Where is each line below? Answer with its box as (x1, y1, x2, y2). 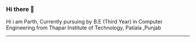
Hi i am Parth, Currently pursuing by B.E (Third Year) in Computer (6, 18, 163, 25)
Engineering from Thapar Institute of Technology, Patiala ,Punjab (6, 24, 162, 31)
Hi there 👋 (6, 5, 35, 13)
